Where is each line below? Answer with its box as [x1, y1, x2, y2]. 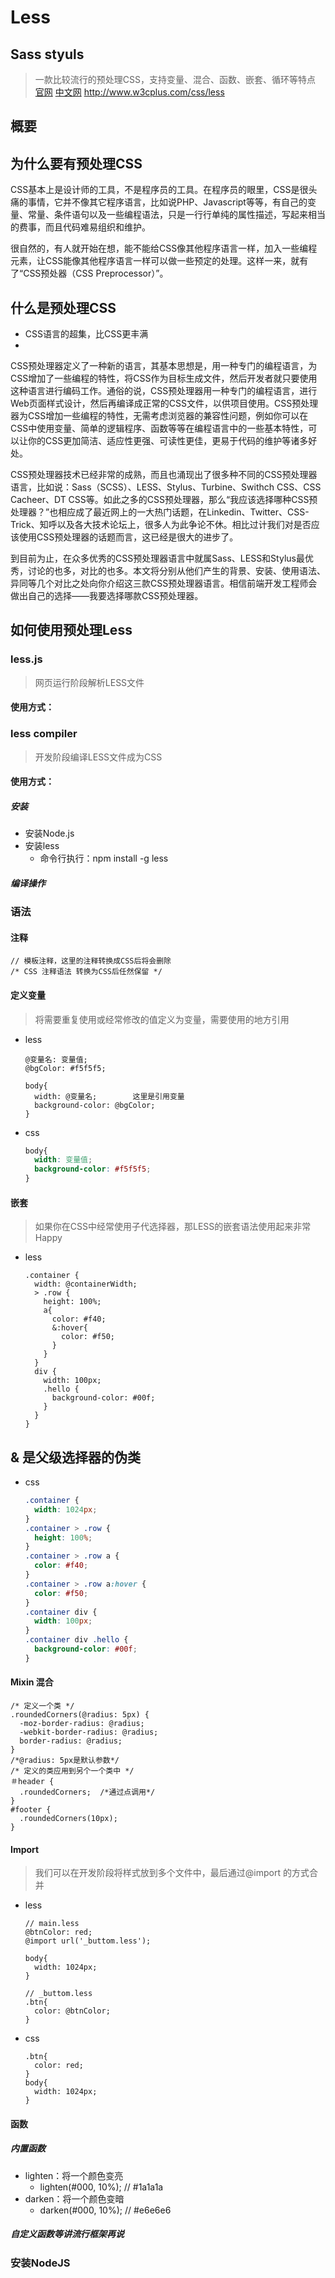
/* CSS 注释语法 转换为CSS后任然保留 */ [10, 967, 163, 977]
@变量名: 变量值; [24, 1054, 88, 1065]
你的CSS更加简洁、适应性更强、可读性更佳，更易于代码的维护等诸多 [27, 435, 309, 447]
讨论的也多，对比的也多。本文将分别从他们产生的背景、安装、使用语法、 [27, 565, 326, 577]
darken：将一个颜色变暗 [24, 2192, 125, 2205]
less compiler [10, 727, 78, 741]
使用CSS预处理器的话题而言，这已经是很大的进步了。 [18, 531, 239, 543]
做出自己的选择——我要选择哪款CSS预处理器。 [10, 590, 204, 602]
